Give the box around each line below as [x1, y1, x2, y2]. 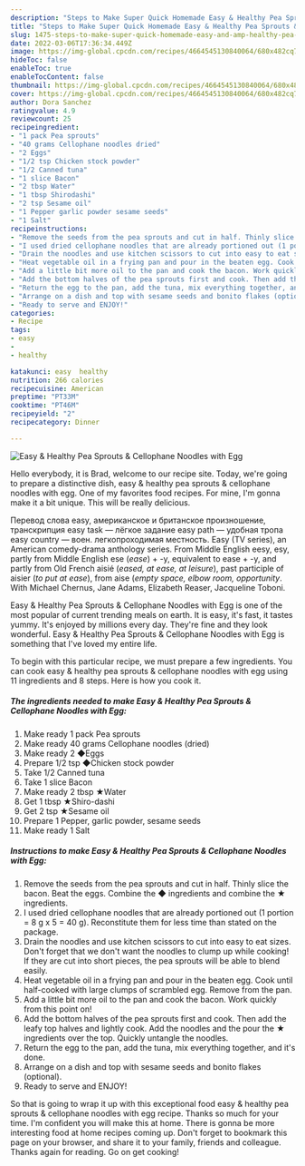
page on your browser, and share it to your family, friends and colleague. [10, 1136, 281, 1148]
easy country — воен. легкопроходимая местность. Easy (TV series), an [10, 534, 287, 544]
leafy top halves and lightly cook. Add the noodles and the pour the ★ [23, 1023, 285, 1034]
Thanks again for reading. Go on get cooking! [10, 1146, 180, 1157]
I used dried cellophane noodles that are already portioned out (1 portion [23, 906, 294, 917]
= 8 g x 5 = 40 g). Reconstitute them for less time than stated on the [23, 916, 277, 927]
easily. [23, 965, 48, 975]
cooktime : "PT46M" [10, 401, 80, 410]
